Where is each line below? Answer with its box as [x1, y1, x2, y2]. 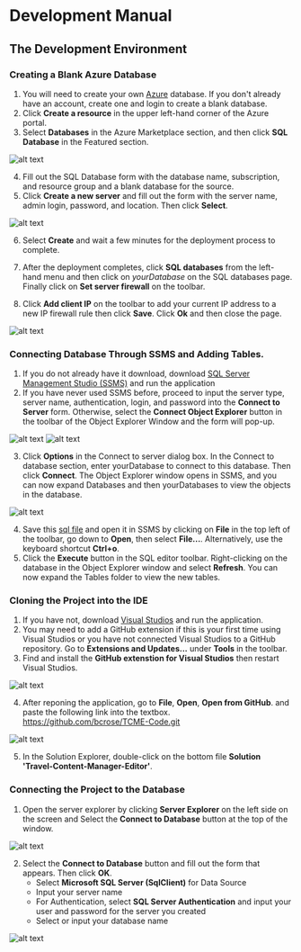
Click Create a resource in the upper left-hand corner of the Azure [22, 107, 270, 118]
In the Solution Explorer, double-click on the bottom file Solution [22, 751, 261, 762]
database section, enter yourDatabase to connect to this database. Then [22, 461, 292, 472]
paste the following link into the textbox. [22, 707, 171, 718]
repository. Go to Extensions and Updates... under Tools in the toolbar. [22, 643, 288, 654]
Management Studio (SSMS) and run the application [22, 378, 216, 389]
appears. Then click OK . [22, 867, 112, 878]
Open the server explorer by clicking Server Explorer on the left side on [22, 804, 288, 814]
